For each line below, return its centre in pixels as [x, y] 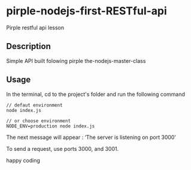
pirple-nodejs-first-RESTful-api [87, 11]
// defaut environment [34, 105]
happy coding [23, 160]
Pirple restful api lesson [35, 28]
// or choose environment [38, 121]
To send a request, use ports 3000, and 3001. [62, 148]
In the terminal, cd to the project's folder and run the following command [96, 94]
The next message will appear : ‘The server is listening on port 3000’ [91, 137]
